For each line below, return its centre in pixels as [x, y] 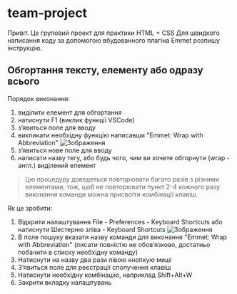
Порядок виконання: [39, 98]
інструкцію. [25, 48]
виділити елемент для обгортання [70, 112]
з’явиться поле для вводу [57, 127]
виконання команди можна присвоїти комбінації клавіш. [111, 194]
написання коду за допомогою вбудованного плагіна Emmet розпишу [114, 40]
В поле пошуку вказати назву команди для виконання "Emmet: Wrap [122, 237]
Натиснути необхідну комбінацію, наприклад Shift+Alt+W [105, 275]
